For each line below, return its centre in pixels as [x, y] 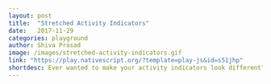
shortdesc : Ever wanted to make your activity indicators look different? [137, 68]
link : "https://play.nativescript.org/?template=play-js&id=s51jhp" [126, 61]
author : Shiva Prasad [45, 46]
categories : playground [48, 38]
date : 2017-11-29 [41, 30]
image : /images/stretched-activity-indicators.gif [95, 53]
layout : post [30, 16]
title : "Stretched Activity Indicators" [79, 23]
